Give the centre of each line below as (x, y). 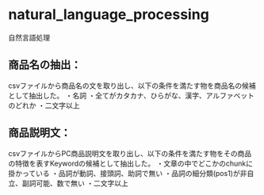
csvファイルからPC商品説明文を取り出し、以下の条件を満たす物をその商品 (130, 153)
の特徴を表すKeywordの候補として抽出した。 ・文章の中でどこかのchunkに (131, 163)
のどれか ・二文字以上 (44, 105)
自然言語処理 (29, 37)
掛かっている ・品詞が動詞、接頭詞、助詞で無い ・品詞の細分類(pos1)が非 (128, 173)
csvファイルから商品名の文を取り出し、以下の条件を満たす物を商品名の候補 (132, 86)
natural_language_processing (109, 15)
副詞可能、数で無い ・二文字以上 (75, 183)
